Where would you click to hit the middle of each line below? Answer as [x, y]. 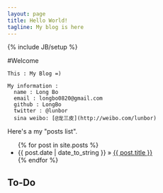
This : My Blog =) [34, 74]
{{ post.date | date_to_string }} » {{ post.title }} [85, 153]
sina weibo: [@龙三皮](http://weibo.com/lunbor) [85, 118]
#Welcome [23, 61]
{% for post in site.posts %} [58, 145]
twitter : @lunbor [41, 111]
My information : [33, 86]
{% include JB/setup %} [43, 47]
